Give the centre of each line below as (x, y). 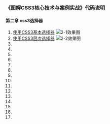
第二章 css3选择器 (24, 20)
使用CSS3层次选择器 (34, 38)
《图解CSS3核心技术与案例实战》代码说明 (55, 7)
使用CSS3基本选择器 (34, 32)
